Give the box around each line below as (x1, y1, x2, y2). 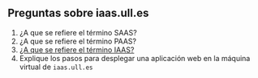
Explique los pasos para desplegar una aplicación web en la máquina (19, 53, 251, 63)
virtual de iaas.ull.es (19, 62, 94, 72)
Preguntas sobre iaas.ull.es (7, 6, 149, 20)
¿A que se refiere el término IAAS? (19, 44, 135, 55)
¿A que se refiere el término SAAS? (19, 27, 137, 37)
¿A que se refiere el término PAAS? (19, 36, 137, 46)
